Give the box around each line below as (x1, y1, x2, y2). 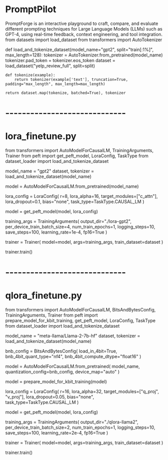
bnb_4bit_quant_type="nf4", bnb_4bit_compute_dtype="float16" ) (5, 354, 142, 360)
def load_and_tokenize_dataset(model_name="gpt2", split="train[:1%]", (5, 46, 154, 52)
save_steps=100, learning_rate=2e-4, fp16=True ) (5, 430, 108, 436)
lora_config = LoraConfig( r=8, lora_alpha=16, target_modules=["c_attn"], (5, 193, 158, 199)
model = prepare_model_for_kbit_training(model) (5, 379, 108, 385)
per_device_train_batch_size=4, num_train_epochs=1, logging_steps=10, (5, 224, 156, 230)
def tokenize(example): (5, 72, 56, 77)
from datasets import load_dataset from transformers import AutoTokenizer (5, 37, 162, 43)
